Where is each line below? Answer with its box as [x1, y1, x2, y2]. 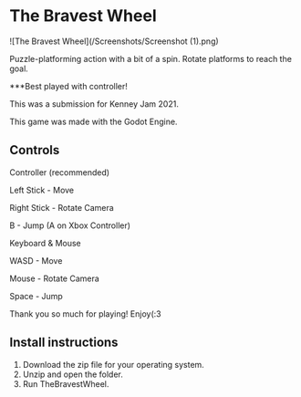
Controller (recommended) [9, 166, 110, 178]
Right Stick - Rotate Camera [9, 202, 114, 213]
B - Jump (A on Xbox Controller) [9, 220, 130, 231]
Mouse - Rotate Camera [9, 273, 100, 284]
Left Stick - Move [9, 184, 75, 195]
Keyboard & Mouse [9, 237, 82, 248]
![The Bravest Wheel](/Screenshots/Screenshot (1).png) [9, 36, 219, 47]
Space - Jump [9, 290, 64, 301]
